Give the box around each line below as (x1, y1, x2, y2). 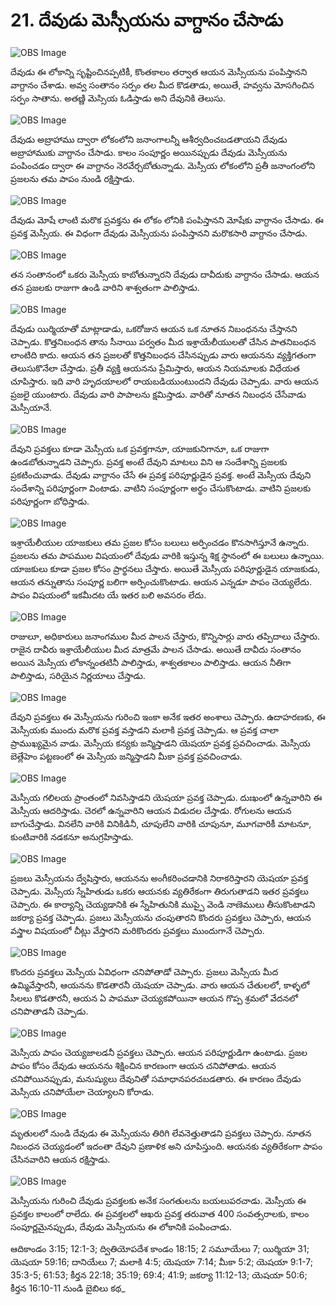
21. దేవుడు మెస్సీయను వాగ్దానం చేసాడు (10, 9, 284, 32)
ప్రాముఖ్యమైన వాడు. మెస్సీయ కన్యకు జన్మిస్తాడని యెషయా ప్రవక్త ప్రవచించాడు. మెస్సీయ (10, 737, 311, 749)
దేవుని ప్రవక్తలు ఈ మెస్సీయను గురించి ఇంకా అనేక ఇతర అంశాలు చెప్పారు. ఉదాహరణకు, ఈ (10, 710, 326, 723)
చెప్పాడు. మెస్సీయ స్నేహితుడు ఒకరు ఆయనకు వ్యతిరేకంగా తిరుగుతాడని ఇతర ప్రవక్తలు (10, 885, 309, 897)
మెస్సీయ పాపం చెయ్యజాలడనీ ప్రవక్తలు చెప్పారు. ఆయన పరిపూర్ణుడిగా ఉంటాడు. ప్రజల (10, 1046, 308, 1058)
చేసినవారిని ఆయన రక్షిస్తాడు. (10, 1153, 111, 1165)
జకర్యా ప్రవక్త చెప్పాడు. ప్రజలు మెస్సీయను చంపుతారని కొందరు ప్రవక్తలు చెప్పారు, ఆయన (10, 911, 312, 923)
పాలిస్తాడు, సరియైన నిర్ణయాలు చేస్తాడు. (10, 669, 146, 681)
